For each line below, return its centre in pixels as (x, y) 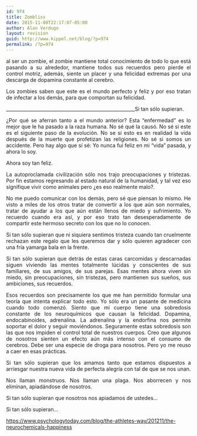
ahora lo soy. (22, 151)
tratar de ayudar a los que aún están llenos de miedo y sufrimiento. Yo (98, 211)
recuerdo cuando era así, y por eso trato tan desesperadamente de (98, 217)
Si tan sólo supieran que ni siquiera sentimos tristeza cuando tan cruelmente (98, 234)
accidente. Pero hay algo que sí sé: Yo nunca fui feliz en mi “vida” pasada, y (98, 145)
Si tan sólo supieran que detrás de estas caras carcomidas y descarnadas (98, 258)
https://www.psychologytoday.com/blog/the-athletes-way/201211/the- (91, 421)
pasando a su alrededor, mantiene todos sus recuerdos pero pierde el (98, 67)
